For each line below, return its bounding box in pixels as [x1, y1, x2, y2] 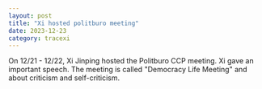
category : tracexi [8, 34, 70, 42]
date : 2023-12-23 [8, 26, 67, 34]
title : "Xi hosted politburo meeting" [8, 19, 139, 27]
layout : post [8, 11, 53, 20]
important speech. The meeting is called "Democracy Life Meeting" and [8, 65, 248, 75]
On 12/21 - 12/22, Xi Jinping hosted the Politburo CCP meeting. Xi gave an [8, 56, 254, 66]
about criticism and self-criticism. [8, 73, 120, 83]
